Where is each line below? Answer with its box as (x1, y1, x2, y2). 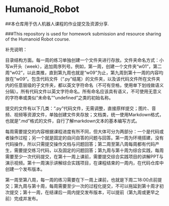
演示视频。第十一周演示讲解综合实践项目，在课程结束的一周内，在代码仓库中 (5, 159, 164, 166)
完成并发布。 (14, 195, 41, 201)
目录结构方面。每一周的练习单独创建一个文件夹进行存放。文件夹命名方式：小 (5, 57, 164, 63)
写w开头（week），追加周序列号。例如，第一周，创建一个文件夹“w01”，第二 (5, 63, 162, 69)
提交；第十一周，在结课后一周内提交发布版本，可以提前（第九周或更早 (9, 189, 155, 195)
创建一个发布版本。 (5, 166, 45, 172)
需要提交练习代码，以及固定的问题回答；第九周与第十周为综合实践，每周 (14, 147, 164, 153)
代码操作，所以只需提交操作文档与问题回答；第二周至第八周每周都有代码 (5, 141, 155, 147)
